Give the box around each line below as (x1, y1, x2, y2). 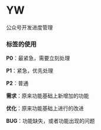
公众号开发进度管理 (6, 24, 53, 31)
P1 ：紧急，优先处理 (6, 67, 54, 74)
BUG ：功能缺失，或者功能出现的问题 (6, 118, 96, 125)
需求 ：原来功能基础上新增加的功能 (6, 92, 89, 99)
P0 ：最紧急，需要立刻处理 (6, 54, 70, 62)
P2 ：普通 (6, 80, 28, 87)
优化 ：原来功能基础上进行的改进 (6, 105, 84, 112)
